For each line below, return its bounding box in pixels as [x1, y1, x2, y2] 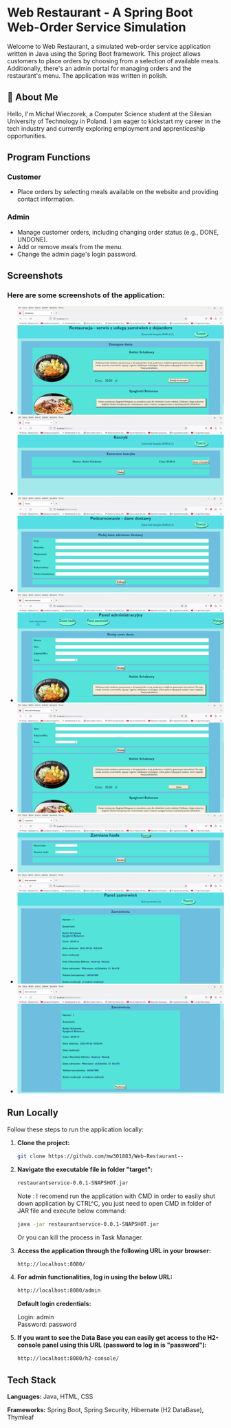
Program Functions [7, 151, 91, 163]
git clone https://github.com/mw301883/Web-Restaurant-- [16, 1153, 184, 1160]
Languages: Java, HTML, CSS [7, 1392, 93, 1400]
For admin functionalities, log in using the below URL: [16, 1273, 173, 1281]
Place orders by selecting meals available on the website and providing [16, 188, 219, 196]
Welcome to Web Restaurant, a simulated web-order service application [7, 42, 211, 50]
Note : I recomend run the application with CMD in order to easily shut [16, 1192, 215, 1200]
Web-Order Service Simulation [7, 19, 186, 35]
